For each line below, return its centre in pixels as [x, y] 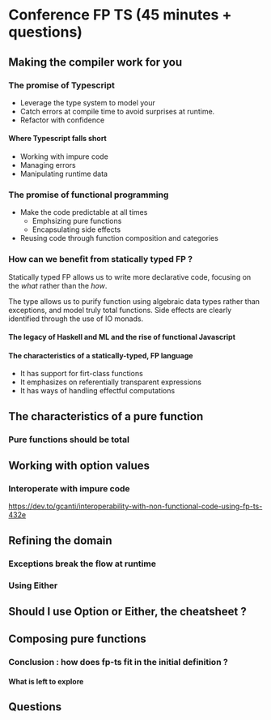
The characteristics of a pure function [106, 416]
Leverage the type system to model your [88, 102]
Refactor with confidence [62, 120]
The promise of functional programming [89, 195]
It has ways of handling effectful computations [97, 391]
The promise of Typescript [61, 85]
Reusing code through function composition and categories [119, 238]
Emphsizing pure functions [77, 221]
